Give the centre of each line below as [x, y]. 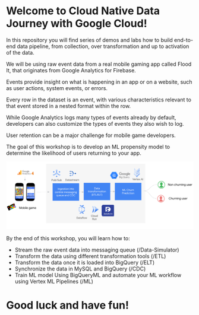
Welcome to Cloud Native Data [83, 11]
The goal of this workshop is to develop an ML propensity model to [88, 147]
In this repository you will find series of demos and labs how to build [90, 40]
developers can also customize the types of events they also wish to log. [95, 123]
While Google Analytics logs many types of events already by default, [91, 117]
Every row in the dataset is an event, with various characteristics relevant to [99, 100]
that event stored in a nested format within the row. [69, 106]
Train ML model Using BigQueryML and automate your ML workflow [98, 275]
